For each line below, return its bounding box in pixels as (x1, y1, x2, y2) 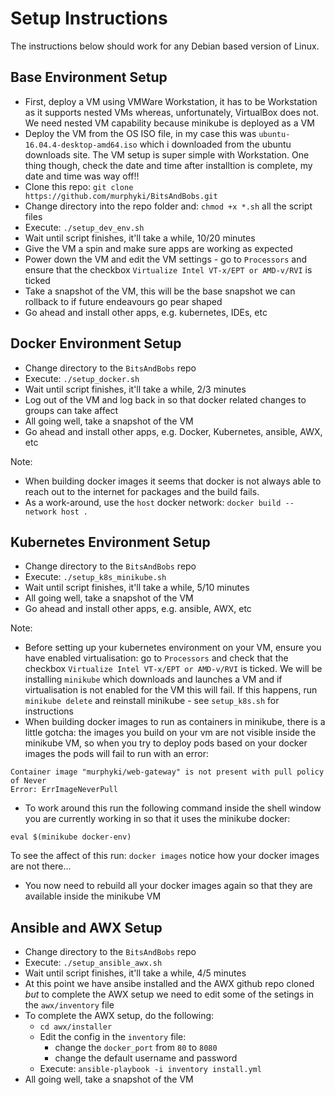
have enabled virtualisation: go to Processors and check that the (24, 652, 289, 664)
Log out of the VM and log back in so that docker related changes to (24, 393, 307, 406)
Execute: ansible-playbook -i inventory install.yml (39, 1063, 262, 1075)
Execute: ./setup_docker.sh (24, 372, 140, 384)
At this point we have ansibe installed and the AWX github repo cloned (24, 978, 315, 990)
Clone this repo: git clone (24, 180, 134, 192)
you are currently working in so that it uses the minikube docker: (24, 813, 291, 825)
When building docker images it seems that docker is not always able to (24, 475, 322, 487)
